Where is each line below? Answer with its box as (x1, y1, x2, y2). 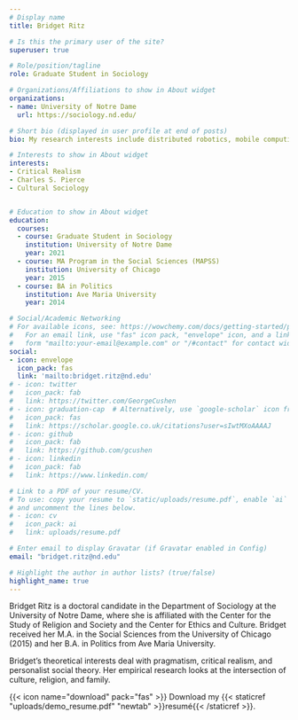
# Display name (9, 12, 66, 22)
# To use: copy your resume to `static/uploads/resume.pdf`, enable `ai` (9, 495, 288, 504)
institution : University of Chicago (25, 265, 161, 274)
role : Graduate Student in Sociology (9, 70, 149, 79)
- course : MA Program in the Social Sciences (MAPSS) (17, 257, 220, 266)
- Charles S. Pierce (9, 176, 86, 184)
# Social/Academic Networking (9, 314, 122, 324)
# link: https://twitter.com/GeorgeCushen (9, 396, 176, 405)
